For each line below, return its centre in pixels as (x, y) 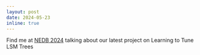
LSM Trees (20, 47)
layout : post (23, 12)
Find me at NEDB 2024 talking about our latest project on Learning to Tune (100, 40)
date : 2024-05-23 (28, 18)
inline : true (23, 23)
